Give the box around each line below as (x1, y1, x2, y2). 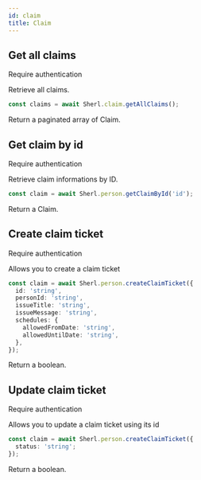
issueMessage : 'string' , (15, 309, 98, 317)
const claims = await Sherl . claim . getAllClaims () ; (8, 100, 180, 108)
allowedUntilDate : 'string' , (22, 331, 119, 339)
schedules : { (15, 316, 59, 325)
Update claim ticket (8, 383, 106, 396)
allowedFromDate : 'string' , (22, 323, 115, 331)
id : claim (8, 11, 41, 20)
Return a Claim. (8, 204, 59, 213)
